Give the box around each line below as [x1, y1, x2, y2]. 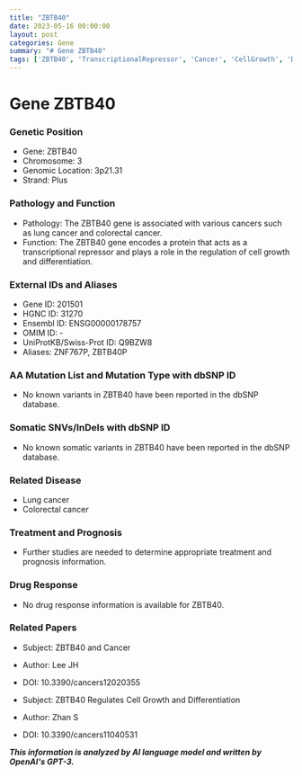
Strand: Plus [22, 174, 68, 185]
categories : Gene [9, 38, 75, 48]
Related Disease [9, 474, 82, 486]
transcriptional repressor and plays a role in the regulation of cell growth [22, 246, 290, 257]
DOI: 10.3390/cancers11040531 [22, 729, 138, 740]
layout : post [9, 30, 58, 39]
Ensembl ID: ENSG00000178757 [22, 318, 142, 329]
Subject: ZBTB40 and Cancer [22, 642, 131, 653]
